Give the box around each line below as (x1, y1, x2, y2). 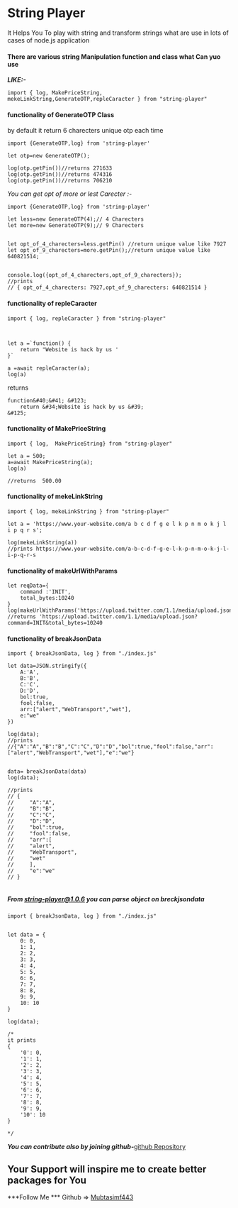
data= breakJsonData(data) (7, 768, 87, 775)
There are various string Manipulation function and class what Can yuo (7, 52, 221, 61)
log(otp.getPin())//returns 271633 (7, 165, 113, 172)
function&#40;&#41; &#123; (7, 397, 87, 404)
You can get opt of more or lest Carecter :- (7, 190, 132, 198)
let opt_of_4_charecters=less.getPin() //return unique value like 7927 (7, 241, 227, 248)
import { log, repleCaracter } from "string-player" (7, 314, 166, 322)
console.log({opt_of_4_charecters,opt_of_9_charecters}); (7, 272, 182, 279)
